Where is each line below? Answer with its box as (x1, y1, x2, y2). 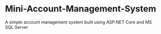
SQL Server (5, 24, 28, 30)
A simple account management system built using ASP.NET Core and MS (5, 19, 152, 25)
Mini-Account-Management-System (5, 3, 157, 14)
